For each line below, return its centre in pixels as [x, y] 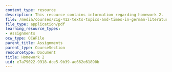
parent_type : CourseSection [35, 48]
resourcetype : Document [31, 52]
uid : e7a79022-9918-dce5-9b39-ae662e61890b [52, 62]
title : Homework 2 [25, 57]
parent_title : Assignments [34, 43]
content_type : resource [31, 10]
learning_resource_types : [33, 29]
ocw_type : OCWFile [25, 39]
